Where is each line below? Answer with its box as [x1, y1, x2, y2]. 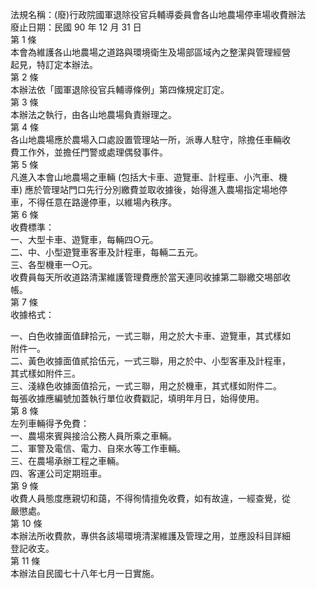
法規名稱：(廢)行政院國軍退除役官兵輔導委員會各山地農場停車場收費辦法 [10, 9, 307, 20]
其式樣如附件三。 [10, 368, 81, 379]
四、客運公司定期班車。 [10, 468, 107, 479]
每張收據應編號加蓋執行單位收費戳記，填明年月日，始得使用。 [10, 393, 265, 404]
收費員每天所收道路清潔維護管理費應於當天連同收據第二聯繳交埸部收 [10, 271, 291, 283]
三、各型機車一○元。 [10, 259, 98, 270]
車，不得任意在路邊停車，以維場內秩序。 [10, 196, 177, 208]
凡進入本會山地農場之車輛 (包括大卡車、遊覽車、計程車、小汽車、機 [10, 171, 288, 183]
